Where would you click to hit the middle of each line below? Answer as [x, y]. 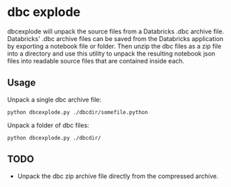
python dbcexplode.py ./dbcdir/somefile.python [78, 112]
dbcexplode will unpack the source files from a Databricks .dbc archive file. [116, 31]
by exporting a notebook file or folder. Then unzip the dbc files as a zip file [114, 46]
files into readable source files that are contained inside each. [96, 60]
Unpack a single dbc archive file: [54, 99]
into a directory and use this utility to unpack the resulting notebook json [111, 54]
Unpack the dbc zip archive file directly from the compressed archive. [118, 176]
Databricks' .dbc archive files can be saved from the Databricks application [115, 38]
